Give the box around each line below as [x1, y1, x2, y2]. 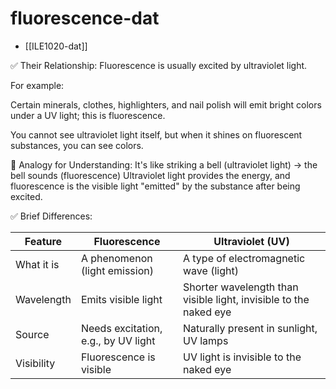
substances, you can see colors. [10, 139, 144, 151]
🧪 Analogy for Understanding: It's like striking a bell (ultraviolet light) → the [10, 158, 318, 171]
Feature [24, 234, 63, 248]
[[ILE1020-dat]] [24, 40, 88, 52]
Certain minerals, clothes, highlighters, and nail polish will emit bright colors [10, 98, 322, 111]
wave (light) [182, 263, 239, 277]
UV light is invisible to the [182, 350, 302, 364]
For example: [10, 79, 65, 91]
